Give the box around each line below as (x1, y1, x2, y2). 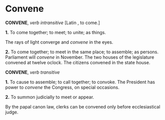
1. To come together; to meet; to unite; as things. (5, 29, 106, 35)
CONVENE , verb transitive (5, 69, 60, 75)
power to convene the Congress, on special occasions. (5, 84, 120, 90)
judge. (5, 109, 19, 115)
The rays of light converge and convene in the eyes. (5, 39, 114, 45)
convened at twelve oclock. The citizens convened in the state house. (5, 59, 150, 65)
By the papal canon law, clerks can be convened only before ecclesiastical (5, 103, 160, 109)
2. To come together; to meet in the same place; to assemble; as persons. (5, 49, 159, 55)
